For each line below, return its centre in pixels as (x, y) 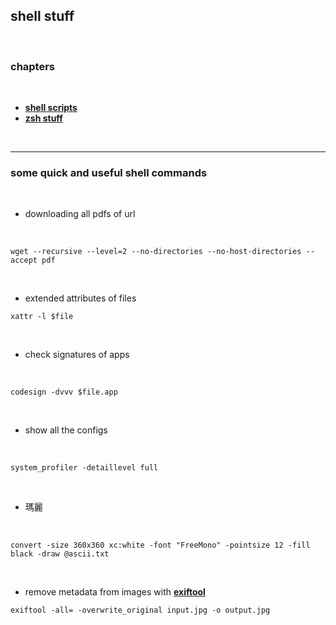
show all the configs (66, 430)
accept (24, 260)
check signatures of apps (77, 355)
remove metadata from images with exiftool (115, 592)
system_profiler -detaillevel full (84, 468)
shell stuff (42, 16)
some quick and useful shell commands (109, 173)
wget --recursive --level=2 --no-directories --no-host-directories (156, 252)
